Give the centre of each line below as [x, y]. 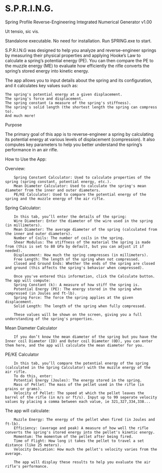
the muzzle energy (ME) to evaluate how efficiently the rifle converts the [77, 66]
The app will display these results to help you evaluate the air [82, 462]
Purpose [14, 125]
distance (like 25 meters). [33, 445]
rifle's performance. [27, 466]
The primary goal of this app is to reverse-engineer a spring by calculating [79, 134]
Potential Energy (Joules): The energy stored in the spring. [78, 380]
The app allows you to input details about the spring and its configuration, [79, 80]
